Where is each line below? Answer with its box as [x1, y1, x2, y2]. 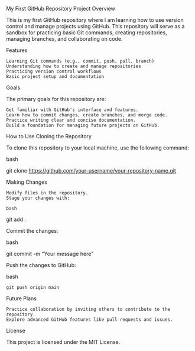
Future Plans [6, 295, 37, 302]
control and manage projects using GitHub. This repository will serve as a [6, 23, 185, 30]
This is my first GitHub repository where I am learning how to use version [6, 17, 184, 23]
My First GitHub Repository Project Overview [6, 5, 115, 12]
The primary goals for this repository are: [6, 96, 106, 102]
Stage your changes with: [6, 195, 70, 201]
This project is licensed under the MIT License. [6, 339, 121, 345]
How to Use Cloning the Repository [6, 133, 92, 139]
